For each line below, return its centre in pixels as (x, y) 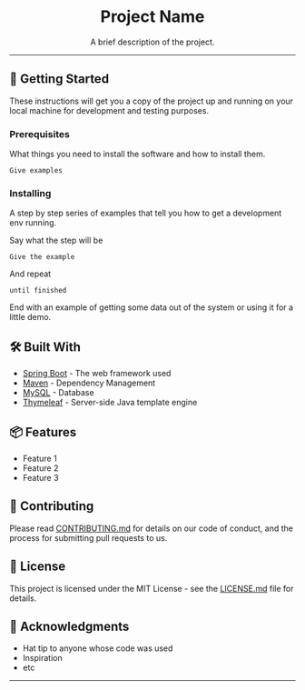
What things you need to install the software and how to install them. (138, 154)
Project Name (152, 17)
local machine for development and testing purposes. (109, 110)
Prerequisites (39, 134)
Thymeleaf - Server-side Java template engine (110, 403)
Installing (30, 193)
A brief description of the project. (152, 42)
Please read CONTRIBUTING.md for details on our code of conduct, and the (151, 528)
